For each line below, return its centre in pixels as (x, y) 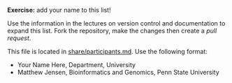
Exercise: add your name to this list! (59, 10)
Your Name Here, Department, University (77, 65)
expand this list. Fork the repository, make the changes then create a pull (112, 31)
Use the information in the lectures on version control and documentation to (116, 23)
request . (19, 38)
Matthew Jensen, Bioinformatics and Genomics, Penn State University (118, 72)
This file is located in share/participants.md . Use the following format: (108, 52)
